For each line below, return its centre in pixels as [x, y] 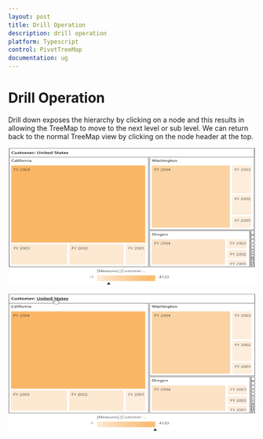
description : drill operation [58, 33]
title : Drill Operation [47, 25]
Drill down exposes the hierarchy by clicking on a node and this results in [126, 120]
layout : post [29, 17]
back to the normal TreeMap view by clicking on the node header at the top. [131, 136]
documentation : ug [38, 58]
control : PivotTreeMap [45, 50]
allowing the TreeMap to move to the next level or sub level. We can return [128, 128]
